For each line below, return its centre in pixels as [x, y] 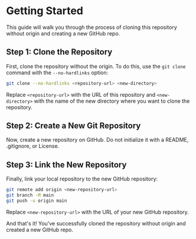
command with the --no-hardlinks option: [57, 73]
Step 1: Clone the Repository [59, 52]
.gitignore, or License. [33, 146]
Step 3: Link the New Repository [66, 164]
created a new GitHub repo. [40, 230]
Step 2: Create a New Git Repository [73, 126]
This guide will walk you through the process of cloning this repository [92, 27]
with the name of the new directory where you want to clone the [112, 101]
